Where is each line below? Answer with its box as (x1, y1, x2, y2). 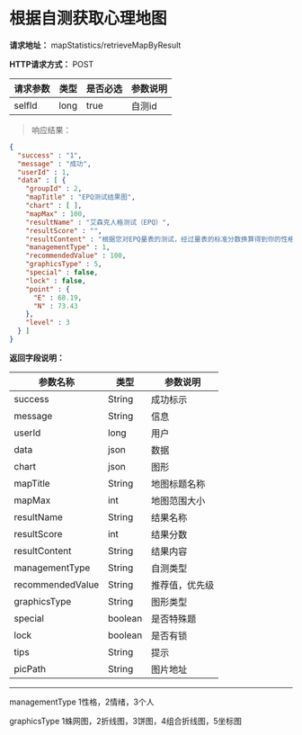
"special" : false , (25, 268, 99, 277)
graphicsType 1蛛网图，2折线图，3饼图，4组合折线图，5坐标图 (9, 715, 243, 726)
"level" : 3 (25, 318, 70, 327)
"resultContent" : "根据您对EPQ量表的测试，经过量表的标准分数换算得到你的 (25, 235, 281, 244)
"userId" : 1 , (17, 167, 70, 176)
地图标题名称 (151, 478, 206, 490)
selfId (13, 99, 38, 112)
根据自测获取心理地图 (9, 8, 168, 29)
